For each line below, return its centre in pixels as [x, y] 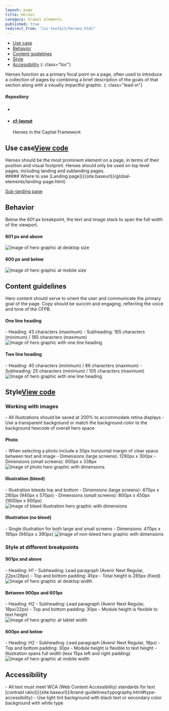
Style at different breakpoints [42, 547]
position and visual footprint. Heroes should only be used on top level [77, 166]
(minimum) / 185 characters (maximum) [46, 337]
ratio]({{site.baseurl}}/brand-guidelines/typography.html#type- [91, 692]
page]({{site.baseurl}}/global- [100, 176]
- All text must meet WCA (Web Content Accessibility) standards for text [80, 687]
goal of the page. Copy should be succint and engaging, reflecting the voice [84, 304]
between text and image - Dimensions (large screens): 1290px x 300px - [81, 456]
